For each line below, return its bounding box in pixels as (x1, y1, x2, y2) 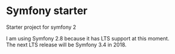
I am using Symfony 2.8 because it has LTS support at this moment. (6, 35, 170, 42)
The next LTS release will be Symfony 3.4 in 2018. (6, 41, 127, 48)
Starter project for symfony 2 (6, 23, 76, 31)
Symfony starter (6, 4, 88, 18)
